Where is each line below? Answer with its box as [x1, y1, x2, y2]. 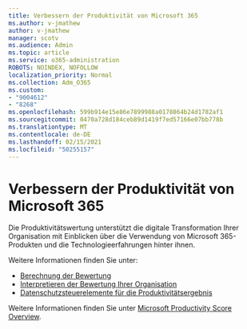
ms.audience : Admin [8, 42, 74, 50]
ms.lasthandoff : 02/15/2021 [8, 137, 102, 146]
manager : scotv [8, 34, 59, 42]
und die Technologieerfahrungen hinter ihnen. [43, 240, 196, 250]
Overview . [8, 312, 42, 322]
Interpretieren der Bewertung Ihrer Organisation [19, 279, 177, 289]
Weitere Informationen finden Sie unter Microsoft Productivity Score [8, 303, 232, 313]
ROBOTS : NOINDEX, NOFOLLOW [8, 64, 98, 72]
